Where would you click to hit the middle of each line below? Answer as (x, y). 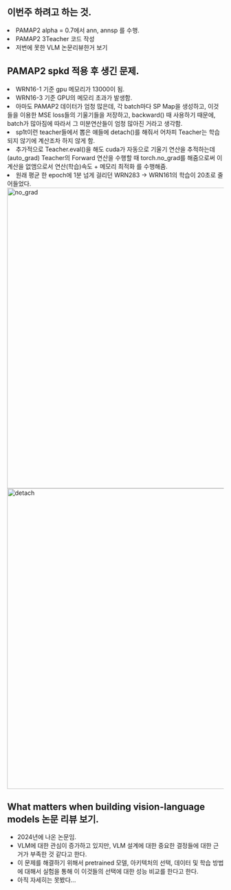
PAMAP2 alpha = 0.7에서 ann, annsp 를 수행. (78, 30)
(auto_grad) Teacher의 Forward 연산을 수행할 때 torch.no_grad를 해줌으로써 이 (115, 157)
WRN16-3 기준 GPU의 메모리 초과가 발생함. (74, 98)
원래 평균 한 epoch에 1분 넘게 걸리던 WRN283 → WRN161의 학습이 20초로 (116, 175)
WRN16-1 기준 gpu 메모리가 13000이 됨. (70, 89)
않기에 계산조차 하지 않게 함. (57, 140)
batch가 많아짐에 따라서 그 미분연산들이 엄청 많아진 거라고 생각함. (95, 123)
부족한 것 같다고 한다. (58, 854)
